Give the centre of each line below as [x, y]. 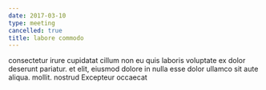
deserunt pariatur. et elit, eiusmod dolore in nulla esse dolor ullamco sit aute [133, 69]
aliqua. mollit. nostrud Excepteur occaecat [78, 77]
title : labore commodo [46, 38]
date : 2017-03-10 [37, 16]
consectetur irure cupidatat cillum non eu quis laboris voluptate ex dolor [127, 61]
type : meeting [32, 23]
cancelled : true [35, 30]
